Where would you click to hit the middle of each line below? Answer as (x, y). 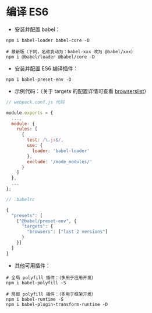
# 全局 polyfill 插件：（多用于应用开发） (51, 278)
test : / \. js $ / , (45, 140)
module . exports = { (30, 113)
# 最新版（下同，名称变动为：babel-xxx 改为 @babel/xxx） (71, 51)
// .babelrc (20, 200)
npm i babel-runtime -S (35, 299)
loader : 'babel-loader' (61, 151)
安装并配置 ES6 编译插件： (46, 68)
